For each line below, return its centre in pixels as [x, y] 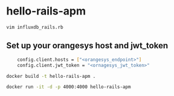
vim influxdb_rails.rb [35, 27]
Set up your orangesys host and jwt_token [87, 46]
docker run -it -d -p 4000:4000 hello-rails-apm [69, 87]
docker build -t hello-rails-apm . [51, 76]
